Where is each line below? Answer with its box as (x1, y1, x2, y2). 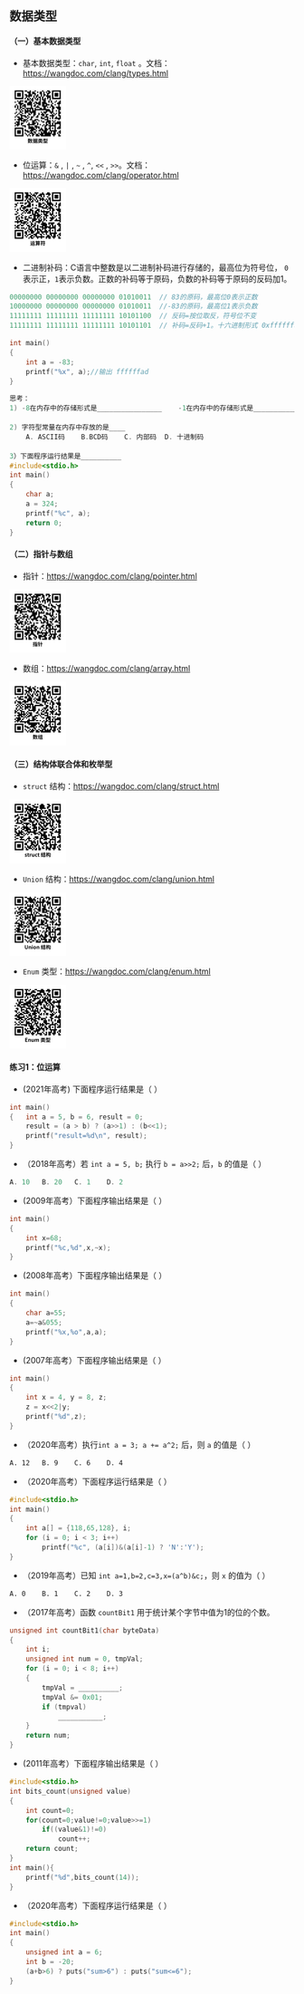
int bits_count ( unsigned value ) (9, 1787, 131, 1796)
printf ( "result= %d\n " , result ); (25, 1132, 147, 1141)
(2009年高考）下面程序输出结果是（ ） (22, 1195, 167, 1206)
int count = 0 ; (25, 1806, 75, 1815)
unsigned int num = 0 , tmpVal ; (25, 1654, 144, 1664)
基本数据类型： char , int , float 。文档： (22, 57, 170, 68)
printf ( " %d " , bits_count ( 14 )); (25, 1873, 140, 1882)
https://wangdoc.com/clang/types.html (22, 67, 169, 79)
